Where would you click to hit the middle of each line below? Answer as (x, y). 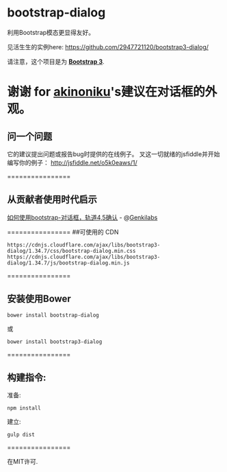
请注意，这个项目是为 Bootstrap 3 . (56, 61)
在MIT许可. (23, 462)
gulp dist (21, 435)
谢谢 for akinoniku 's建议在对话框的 (106, 92)
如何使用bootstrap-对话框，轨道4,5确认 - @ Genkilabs (82, 217)
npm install (24, 408)
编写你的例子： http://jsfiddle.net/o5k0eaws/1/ (72, 162)
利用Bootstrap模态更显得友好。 (51, 32)
